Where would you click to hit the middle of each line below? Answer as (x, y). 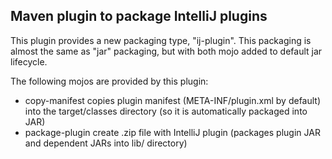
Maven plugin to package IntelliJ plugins (139, 16)
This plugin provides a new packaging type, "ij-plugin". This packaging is (161, 40)
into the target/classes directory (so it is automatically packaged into (166, 111)
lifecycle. (29, 61)
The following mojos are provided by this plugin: (109, 81)
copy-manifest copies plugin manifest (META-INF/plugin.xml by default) (173, 100)
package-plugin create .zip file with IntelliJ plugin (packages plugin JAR (172, 132)
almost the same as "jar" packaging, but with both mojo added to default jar (166, 51)
